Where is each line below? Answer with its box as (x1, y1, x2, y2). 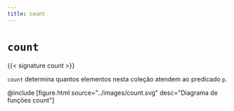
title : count (7, 10, 46, 18)
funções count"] (7, 96, 55, 104)
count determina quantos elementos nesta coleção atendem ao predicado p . (7, 74, 228, 83)
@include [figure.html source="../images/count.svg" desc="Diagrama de (7, 89, 218, 97)
